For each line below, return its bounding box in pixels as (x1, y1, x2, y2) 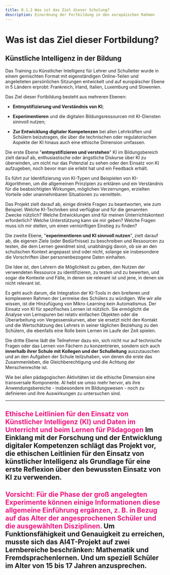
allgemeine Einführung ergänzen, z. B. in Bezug (5, 506, 158, 515)
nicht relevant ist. (5, 280, 41, 286)
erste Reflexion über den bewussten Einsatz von (5, 465, 161, 474)
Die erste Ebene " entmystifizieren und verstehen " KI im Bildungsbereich (5, 149, 158, 155)
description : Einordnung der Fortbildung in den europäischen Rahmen (5, 12, 155, 17)
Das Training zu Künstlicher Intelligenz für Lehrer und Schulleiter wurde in (5, 67, 159, 74)
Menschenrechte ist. (5, 364, 48, 370)
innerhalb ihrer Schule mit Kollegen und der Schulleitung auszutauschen (5, 348, 160, 354)
